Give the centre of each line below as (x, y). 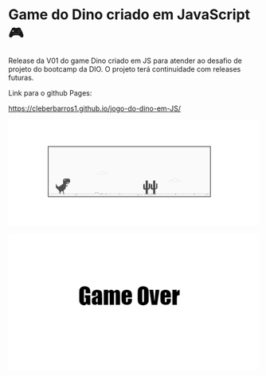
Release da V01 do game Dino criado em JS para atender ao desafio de (125, 61)
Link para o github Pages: (50, 92)
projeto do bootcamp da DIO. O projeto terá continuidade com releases (125, 69)
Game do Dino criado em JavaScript (129, 15)
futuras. (21, 77)
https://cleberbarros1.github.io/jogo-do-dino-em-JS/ (95, 108)
